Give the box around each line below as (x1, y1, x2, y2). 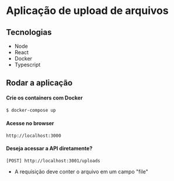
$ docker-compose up (6, 107, 57, 113)
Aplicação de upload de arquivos (6, 4, 169, 17)
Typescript (14, 61, 41, 68)
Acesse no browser (6, 120, 54, 127)
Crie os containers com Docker (6, 94, 83, 101)
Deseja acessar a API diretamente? (6, 145, 93, 152)
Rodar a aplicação (6, 78, 73, 88)
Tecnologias (6, 27, 52, 37)
